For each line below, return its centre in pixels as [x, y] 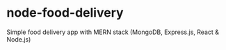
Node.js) [19, 39]
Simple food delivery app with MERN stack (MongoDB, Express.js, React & [113, 32]
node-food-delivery [65, 13]
